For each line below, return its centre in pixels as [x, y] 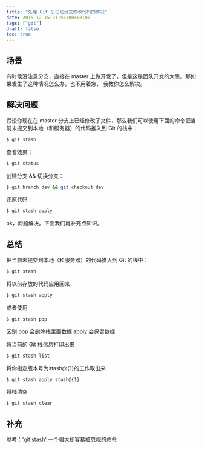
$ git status [23, 163]
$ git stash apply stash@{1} [43, 379]
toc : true [19, 35]
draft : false [23, 29]
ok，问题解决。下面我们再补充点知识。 [54, 223]
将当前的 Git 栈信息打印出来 [41, 344]
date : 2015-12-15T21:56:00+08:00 [48, 18]
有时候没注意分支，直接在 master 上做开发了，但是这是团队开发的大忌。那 [99, 76]
